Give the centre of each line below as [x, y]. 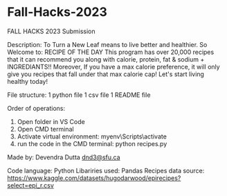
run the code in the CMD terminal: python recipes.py [92, 143]
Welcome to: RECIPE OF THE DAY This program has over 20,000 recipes [111, 52]
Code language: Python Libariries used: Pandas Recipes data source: [106, 170]
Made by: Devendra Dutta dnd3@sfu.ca [64, 157]
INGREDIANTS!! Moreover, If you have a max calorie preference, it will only [113, 66]
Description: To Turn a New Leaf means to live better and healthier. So [107, 44]
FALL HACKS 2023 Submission [51, 31]
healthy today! [28, 81]
